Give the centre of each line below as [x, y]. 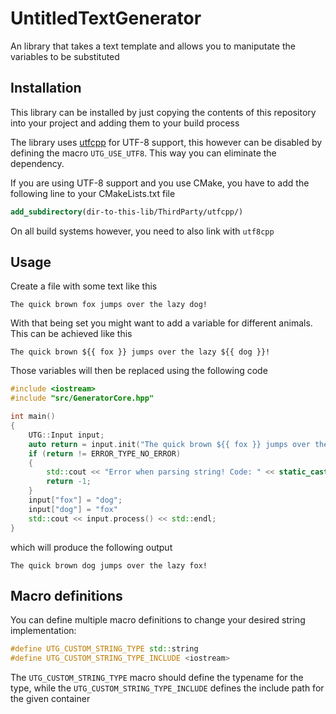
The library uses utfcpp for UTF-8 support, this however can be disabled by [166, 142]
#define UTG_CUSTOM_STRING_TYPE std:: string [104, 649]
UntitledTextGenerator [106, 18]
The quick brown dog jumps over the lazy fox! [109, 565]
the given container [50, 699]
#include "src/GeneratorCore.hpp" [82, 398]
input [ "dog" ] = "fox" [73, 509]
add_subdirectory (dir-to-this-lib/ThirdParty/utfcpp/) [127, 212]
